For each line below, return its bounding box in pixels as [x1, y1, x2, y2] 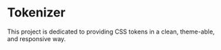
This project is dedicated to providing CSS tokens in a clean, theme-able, [7, 27, 215, 36]
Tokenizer [7, 5, 66, 21]
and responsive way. [7, 34, 66, 42]
